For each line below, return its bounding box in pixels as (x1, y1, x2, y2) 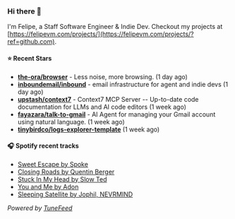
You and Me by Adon (17, 182, 79, 191)
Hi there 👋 (7, 6, 42, 16)
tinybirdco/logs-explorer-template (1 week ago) (17, 125, 160, 134)
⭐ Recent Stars (7, 54, 52, 62)
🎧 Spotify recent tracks (7, 141, 79, 150)
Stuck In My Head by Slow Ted (17, 174, 107, 183)
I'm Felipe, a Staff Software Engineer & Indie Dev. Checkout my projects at (7, 23, 223, 31)
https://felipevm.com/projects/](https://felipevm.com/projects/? (9, 30, 194, 38)
